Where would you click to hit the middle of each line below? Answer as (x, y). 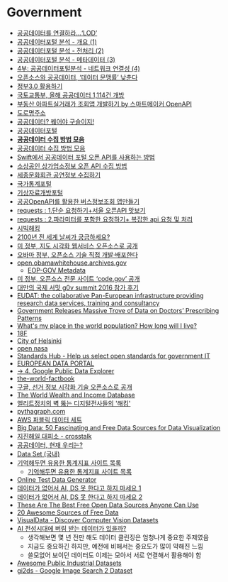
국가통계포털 (34, 183)
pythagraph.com (41, 411)
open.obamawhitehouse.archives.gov (72, 263)
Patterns (29, 318)
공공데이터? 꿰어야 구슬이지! (56, 121)
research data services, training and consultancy (88, 303)
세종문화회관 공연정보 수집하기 (58, 175)
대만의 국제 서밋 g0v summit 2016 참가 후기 (78, 287)
